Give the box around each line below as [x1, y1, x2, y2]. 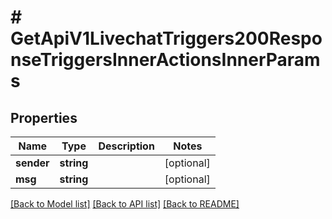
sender [15, 156, 50, 170]
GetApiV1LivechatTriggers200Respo [10, 27, 323, 50]
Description [98, 139, 155, 153]
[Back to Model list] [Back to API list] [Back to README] [10, 198, 240, 210]
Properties [10, 109, 78, 126]
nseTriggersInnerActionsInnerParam [10, 49, 321, 71]
